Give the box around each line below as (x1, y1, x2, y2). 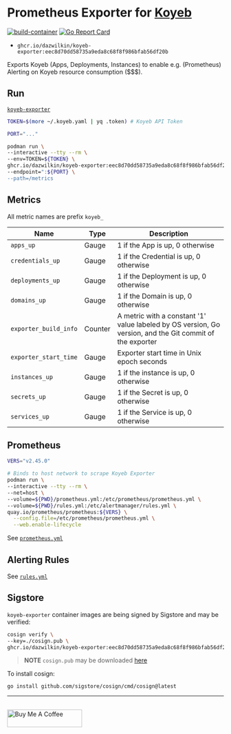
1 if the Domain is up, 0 (117, 291, 192, 300)
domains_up (10, 296, 46, 304)
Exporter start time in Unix (117, 348, 201, 358)
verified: (7, 618, 31, 626)
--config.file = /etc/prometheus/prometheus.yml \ (13, 515, 155, 522)
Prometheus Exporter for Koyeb (7, 5, 192, 21)
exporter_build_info (10, 325, 78, 332)
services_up (10, 412, 50, 420)
